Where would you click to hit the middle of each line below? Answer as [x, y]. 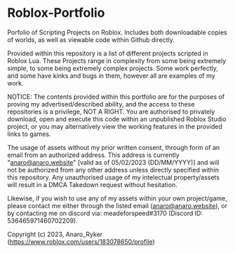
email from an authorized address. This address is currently [94, 155]
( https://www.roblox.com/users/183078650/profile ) [81, 241]
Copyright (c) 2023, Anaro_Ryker [55, 234]
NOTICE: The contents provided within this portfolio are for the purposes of [116, 97]
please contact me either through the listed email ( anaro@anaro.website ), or [117, 205]
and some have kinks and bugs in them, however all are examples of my [111, 76]
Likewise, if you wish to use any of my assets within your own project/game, [117, 198]
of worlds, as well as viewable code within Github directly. [91, 39]
